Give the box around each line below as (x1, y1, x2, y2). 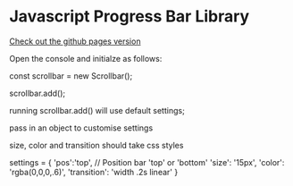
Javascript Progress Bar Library (9, 6, 250, 27)
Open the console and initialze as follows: (9, 53, 163, 63)
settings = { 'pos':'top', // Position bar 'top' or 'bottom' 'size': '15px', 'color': (9, 156, 285, 167)
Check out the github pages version (9, 36, 141, 46)
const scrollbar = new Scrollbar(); (9, 70, 133, 81)
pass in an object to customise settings (9, 123, 154, 133)
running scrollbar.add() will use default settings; (9, 105, 185, 115)
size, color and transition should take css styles (9, 139, 184, 150)
